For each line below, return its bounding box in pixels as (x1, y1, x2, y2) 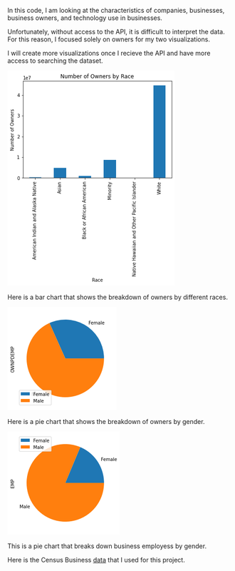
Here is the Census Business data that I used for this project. (7, 556, 185, 564)
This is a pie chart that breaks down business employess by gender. (7, 542, 207, 550)
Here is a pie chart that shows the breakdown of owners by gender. (7, 418, 205, 425)
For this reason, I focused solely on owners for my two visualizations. (7, 35, 210, 44)
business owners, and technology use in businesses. (7, 14, 162, 22)
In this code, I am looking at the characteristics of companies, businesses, (7, 6, 225, 14)
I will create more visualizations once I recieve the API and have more (7, 49, 211, 57)
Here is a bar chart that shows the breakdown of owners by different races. (7, 293, 228, 301)
